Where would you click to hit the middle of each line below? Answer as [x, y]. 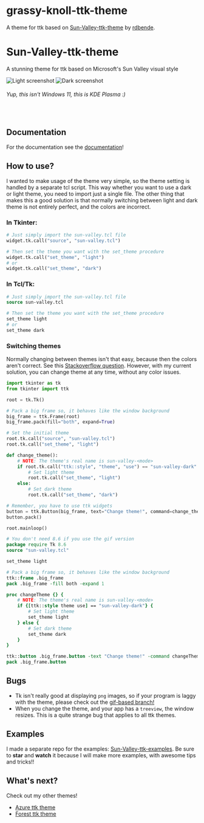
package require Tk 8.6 [36, 545]
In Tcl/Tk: [21, 284]
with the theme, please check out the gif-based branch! [85, 702]
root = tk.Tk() [25, 400]
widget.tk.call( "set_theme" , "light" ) [55, 257]
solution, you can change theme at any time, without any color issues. [93, 372]
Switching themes [34, 346]
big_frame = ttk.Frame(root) [43, 416]
